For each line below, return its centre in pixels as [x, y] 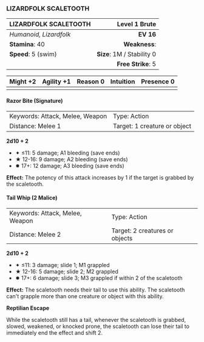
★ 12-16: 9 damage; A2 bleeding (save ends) [71, 159]
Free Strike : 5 [137, 64]
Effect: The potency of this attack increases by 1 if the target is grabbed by [100, 177]
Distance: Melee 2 [35, 234]
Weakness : [140, 44]
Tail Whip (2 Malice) [32, 198]
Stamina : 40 [27, 44]
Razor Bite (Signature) [35, 100]
